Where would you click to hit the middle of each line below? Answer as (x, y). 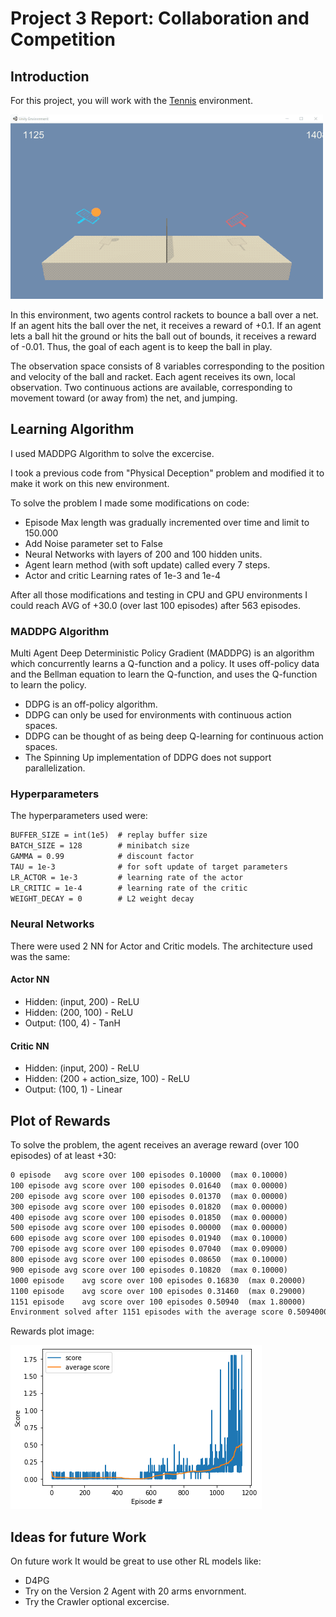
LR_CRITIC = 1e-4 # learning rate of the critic (129, 888)
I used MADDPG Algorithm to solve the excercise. (112, 453)
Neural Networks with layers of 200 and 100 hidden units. (143, 554)
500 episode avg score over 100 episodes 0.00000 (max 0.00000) (149, 1228)
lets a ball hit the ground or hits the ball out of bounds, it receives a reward (163, 336)
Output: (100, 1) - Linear (73, 1089)
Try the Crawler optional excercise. (97, 1602)
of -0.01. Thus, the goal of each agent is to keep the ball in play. (141, 346)
